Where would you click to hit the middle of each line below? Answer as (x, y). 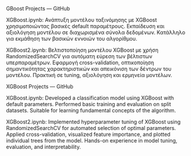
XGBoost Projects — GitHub (40, 87)
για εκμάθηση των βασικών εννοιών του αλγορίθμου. (72, 39)
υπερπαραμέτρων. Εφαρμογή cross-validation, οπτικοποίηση (80, 62)
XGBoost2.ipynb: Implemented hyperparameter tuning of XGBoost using (93, 122)
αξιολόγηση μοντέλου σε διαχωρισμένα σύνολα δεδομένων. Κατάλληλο (96, 32)
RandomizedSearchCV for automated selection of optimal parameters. (91, 128)
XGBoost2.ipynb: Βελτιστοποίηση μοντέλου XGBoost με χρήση (82, 50)
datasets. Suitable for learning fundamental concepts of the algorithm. (91, 110)
